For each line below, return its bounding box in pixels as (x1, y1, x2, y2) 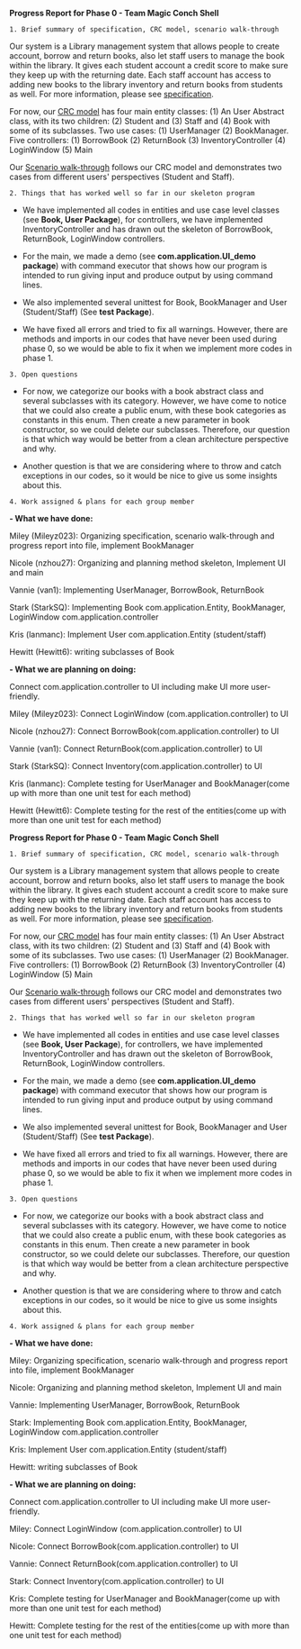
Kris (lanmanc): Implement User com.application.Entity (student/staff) (9, 630, 267, 639)
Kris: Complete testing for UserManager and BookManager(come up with (9, 1593, 280, 1604)
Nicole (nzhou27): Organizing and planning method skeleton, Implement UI (9, 557, 286, 568)
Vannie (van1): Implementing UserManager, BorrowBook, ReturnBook (9, 584, 265, 595)
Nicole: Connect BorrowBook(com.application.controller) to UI (9, 1541, 239, 1552)
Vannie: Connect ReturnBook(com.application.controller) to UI (9, 1558, 238, 1569)
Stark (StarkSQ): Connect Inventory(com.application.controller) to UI (9, 761, 263, 771)
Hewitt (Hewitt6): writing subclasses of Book (9, 647, 175, 657)
